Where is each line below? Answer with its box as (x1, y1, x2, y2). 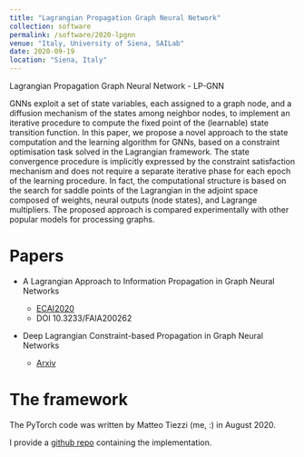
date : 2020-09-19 (9, 47, 75, 56)
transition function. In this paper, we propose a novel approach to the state (9, 127, 289, 137)
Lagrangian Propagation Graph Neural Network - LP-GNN (9, 81, 225, 91)
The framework (9, 390, 129, 410)
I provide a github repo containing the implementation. (9, 437, 212, 448)
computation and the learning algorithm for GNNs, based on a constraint (9, 137, 280, 147)
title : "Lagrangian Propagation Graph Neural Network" (9, 13, 221, 23)
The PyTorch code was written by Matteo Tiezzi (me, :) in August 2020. (9, 419, 277, 430)
